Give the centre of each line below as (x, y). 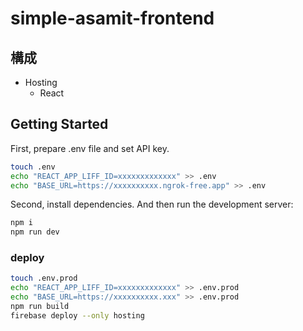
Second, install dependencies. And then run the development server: (152, 204)
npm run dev (35, 232)
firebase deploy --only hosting (77, 315)
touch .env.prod (44, 278)
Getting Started (59, 124)
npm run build (40, 307)
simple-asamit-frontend (112, 18)
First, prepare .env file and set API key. (90, 148)
